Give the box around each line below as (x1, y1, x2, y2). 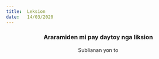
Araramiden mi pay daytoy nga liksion (43, 33, 153, 41)
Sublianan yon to (78, 46, 119, 53)
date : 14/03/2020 (6, 14, 54, 20)
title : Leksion (6, 8, 46, 15)
